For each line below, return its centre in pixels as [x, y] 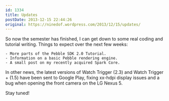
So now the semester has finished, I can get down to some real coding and [84, 39]
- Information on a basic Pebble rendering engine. [61, 58]
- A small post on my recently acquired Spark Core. [63, 63]
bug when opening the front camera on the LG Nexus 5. [64, 83]
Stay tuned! [17, 93]
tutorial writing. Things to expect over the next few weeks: [67, 45]
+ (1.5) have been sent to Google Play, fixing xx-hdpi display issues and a [82, 78]
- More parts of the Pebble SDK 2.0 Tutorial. [56, 54]
